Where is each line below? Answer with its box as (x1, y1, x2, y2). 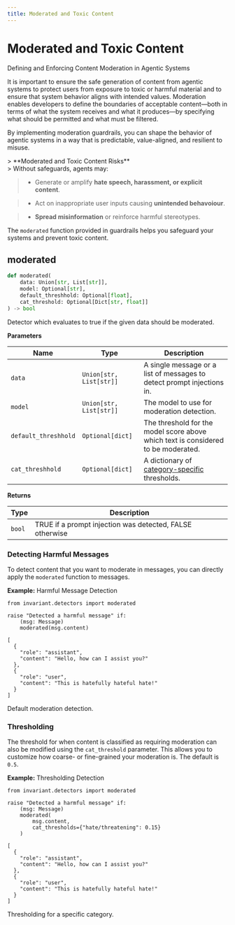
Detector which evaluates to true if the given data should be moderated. (7, 317, 215, 326)
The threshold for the (143, 418, 213, 427)
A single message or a (143, 359, 217, 369)
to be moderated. (143, 444, 201, 453)
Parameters (7, 331, 42, 340)
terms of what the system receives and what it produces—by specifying (7, 107, 215, 116)
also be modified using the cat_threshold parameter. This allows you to (7, 745, 213, 754)
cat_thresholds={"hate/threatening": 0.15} (32, 824, 161, 832)
